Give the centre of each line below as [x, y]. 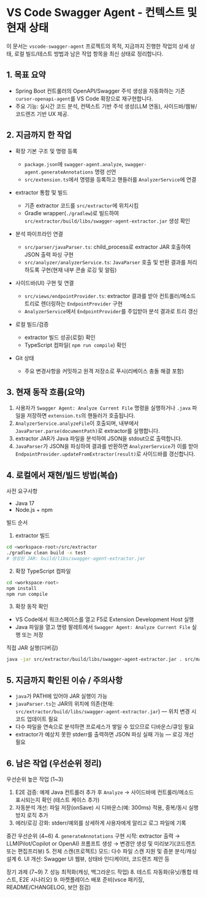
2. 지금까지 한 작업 [39, 135]
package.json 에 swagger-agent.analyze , [74, 164]
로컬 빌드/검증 [32, 324]
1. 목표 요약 [26, 75]
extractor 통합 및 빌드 [41, 192]
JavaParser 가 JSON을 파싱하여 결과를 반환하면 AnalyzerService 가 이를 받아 [107, 446]
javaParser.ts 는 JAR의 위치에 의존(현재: [65, 704]
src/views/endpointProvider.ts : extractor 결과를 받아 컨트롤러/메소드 [110, 296]
